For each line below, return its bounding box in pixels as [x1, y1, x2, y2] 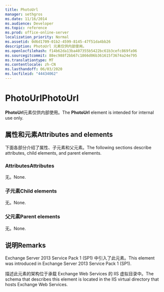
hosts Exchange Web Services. [5, 282, 68, 288]
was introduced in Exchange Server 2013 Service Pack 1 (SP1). [5, 260, 132, 266]
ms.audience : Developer [5, 21, 54, 26]
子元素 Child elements [5, 188, 57, 195]
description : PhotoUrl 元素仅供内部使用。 [5, 44, 87, 49]
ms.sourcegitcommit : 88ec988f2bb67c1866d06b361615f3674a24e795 [5, 53, 137, 58]
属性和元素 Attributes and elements [5, 130, 113, 139]
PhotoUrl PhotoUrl [5, 93, 79, 104]
